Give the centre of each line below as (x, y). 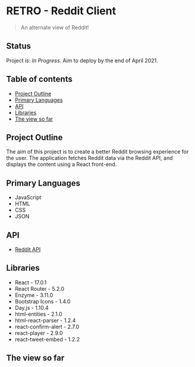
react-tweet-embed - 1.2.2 (47, 339)
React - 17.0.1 (31, 282)
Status (19, 46)
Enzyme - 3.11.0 (34, 295)
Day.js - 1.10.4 (32, 308)
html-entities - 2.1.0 (38, 314)
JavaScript (28, 197)
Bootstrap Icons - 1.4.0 (43, 301)
